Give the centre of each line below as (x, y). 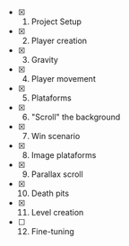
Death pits (50, 193)
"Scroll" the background (76, 117)
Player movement (63, 79)
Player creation (59, 40)
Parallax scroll (57, 174)
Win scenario (56, 136)
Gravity (44, 60)
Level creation (57, 212)
